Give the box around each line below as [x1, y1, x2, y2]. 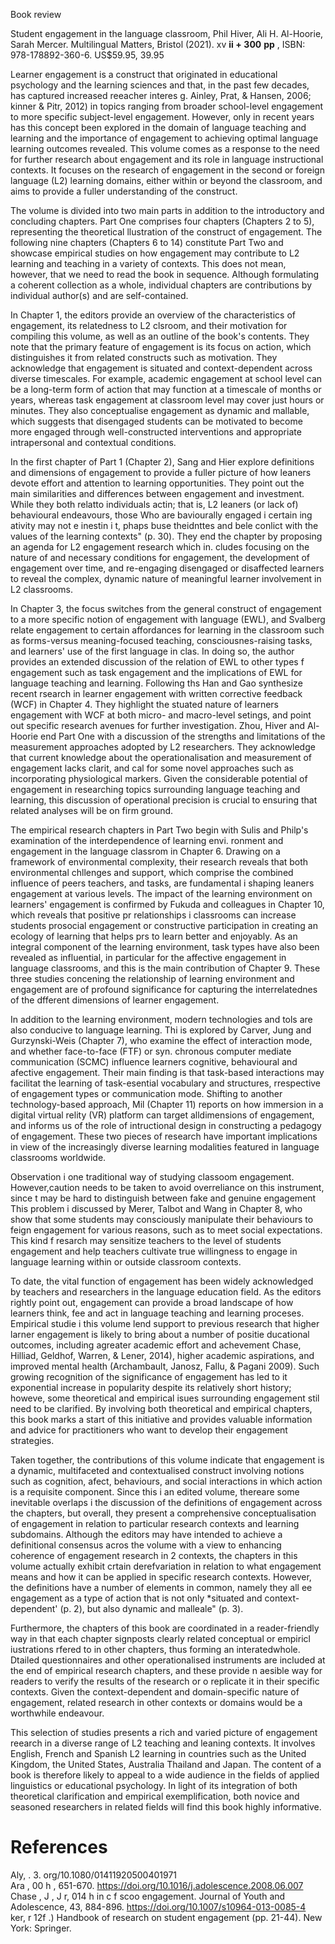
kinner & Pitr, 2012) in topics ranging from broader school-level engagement [10, 100, 324, 112]
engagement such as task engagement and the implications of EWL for [10, 667, 303, 678]
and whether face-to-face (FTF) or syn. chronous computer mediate [10, 1045, 292, 1057]
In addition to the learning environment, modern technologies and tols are [10, 1014, 313, 1025]
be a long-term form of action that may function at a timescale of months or [10, 384, 322, 395]
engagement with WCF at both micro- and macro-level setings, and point [10, 709, 312, 721]
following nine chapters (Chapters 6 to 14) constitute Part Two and [10, 237, 284, 248]
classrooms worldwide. [10, 1152, 107, 1163]
